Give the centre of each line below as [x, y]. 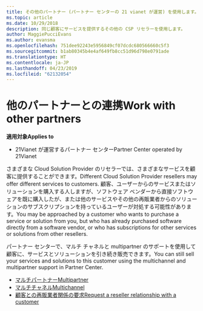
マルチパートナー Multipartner [52, 280]
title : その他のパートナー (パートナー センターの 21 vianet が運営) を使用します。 [103, 12]
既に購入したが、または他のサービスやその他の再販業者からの [99, 199]
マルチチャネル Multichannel [50, 287]
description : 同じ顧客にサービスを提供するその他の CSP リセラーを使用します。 [96, 29]
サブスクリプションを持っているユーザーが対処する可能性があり [107, 207]
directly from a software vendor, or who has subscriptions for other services [101, 227]
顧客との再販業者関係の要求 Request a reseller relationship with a [96, 295]
